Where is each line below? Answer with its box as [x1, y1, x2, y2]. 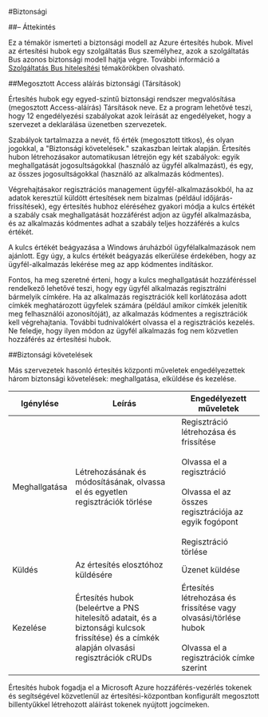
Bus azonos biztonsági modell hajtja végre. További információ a [8, 55, 220, 64]
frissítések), [8, 201, 48, 211]
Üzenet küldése [181, 564, 241, 575]
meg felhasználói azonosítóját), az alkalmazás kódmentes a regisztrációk [8, 309, 248, 318]
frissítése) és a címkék [75, 632, 160, 643]
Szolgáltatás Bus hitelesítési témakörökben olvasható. [8, 63, 185, 73]
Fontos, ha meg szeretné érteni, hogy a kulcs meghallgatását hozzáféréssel [8, 275, 257, 285]
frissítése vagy [181, 603, 237, 613]
